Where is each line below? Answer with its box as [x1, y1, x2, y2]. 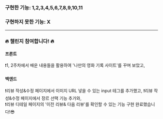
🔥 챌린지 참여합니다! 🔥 [5, 38, 54, 45]
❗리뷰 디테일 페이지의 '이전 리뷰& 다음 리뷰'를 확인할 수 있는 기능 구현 [5, 101, 134, 107]
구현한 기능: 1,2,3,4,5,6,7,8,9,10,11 [5, 4, 83, 11]
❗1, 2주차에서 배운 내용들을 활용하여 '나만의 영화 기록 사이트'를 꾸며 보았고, [5, 62, 146, 68]
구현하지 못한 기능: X [5, 18, 51, 25]
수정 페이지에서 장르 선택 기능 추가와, [11, 95, 81, 101]
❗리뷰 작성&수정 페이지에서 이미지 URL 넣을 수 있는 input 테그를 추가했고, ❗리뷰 [5, 88, 153, 93]
